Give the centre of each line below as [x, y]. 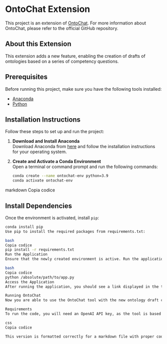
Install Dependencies [39, 206]
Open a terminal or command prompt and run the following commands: [85, 167]
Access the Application [30, 282]
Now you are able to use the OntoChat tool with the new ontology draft [82, 300]
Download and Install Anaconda [46, 141]
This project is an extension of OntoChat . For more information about [76, 23]
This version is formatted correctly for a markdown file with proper [80, 337]
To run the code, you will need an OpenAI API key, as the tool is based [83, 314]
